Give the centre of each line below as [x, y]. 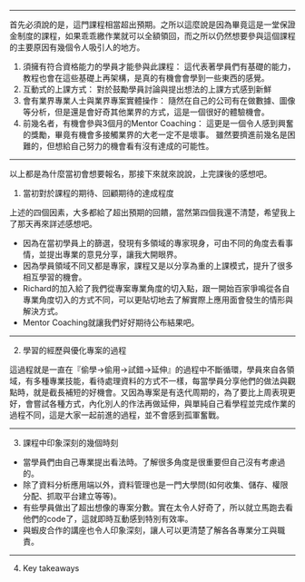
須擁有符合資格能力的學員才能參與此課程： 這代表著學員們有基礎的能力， [159, 66]
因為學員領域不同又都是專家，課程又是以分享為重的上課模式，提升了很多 [157, 266]
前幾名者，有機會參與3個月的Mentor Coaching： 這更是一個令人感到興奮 [158, 123]
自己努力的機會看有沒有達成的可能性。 [142, 146]
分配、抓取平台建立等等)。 [72, 496]
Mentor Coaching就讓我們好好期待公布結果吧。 [111, 322]
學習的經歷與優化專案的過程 [74, 350]
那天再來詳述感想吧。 [57, 224]
